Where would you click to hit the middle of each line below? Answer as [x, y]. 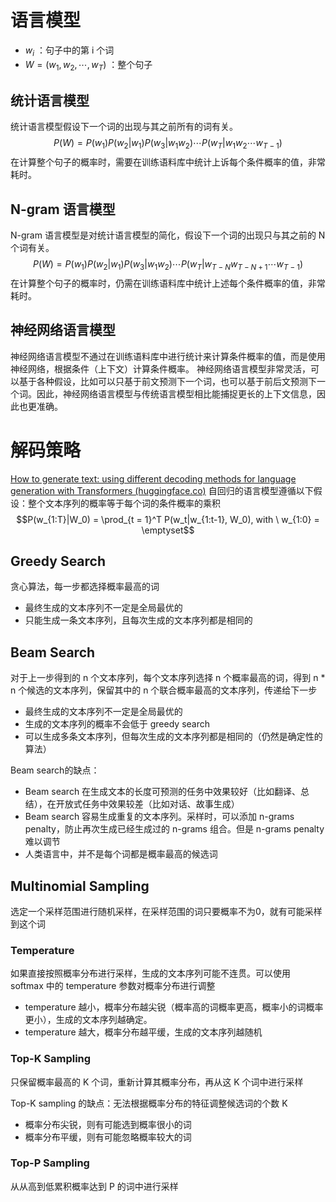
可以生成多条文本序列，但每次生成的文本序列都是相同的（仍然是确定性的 [173, 737]
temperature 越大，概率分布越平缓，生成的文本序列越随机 [143, 1032]
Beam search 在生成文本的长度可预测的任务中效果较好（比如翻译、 [163, 792]
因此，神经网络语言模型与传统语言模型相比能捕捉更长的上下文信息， [176, 393]
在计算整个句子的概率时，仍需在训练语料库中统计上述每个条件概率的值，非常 [168, 283]
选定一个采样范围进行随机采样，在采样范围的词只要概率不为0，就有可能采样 [166, 911]
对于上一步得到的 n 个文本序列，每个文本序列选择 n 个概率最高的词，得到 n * [168, 678]
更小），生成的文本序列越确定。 [88, 1020]
